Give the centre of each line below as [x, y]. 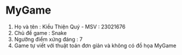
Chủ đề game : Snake [40, 33]
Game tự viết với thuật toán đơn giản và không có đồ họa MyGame [95, 46]
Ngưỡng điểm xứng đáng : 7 [48, 39]
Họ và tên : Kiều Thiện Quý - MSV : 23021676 [70, 27]
